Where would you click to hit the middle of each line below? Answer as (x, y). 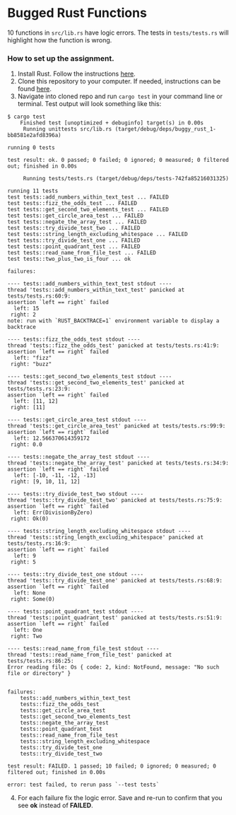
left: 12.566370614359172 (52, 439)
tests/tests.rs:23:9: (39, 389)
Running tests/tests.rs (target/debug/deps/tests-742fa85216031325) (126, 179)
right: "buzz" (31, 364)
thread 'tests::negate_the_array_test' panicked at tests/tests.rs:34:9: (118, 463)
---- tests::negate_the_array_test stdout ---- (79, 457)
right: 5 (23, 562)
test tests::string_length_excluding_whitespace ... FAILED (98, 235)
